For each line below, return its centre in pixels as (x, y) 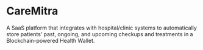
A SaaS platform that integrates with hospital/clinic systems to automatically (101, 28)
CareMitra (32, 11)
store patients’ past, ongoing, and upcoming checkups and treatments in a (100, 34)
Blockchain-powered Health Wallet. (51, 40)
